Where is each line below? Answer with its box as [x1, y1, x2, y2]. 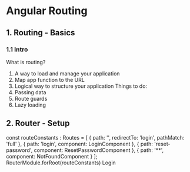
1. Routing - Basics [6, 28, 75, 38]
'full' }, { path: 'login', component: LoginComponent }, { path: [6, 140, 153, 147]
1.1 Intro [6, 45, 28, 54]
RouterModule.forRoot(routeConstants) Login [6, 159, 116, 166]
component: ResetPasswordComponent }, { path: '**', [34, 146, 164, 154]
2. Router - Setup [6, 118, 70, 128]
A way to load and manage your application [14, 70, 120, 77]
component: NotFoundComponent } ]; [6, 153, 98, 160]
